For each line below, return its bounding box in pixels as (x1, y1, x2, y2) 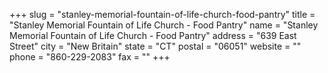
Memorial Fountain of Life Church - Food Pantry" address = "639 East (9, 30, 297, 41)
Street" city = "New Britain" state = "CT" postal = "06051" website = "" (9, 40, 302, 52)
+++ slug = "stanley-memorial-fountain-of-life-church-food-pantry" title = (9, 9, 316, 20)
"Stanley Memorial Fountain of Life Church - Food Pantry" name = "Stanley (9, 19, 319, 31)
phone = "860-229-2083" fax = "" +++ (9, 51, 171, 63)
